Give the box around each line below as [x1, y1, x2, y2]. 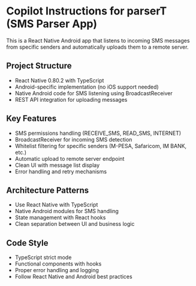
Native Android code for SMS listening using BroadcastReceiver [14, 89, 173, 97]
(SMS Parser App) [6, 17, 98, 31]
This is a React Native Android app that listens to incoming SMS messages [6, 37, 190, 44]
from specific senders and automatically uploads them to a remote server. [6, 43, 189, 51]
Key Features [6, 113, 57, 124]
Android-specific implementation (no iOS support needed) [14, 83, 159, 90]
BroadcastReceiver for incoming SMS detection [14, 135, 132, 143]
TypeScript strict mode [14, 254, 72, 261]
